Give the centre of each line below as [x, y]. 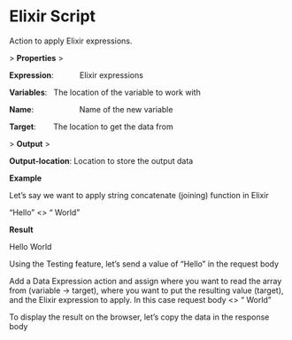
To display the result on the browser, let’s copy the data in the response [139, 317]
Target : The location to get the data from [92, 127]
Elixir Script [52, 16]
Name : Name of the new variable [91, 109]
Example [26, 178]
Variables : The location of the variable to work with [105, 92]
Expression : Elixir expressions [77, 75]
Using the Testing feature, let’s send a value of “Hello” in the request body [144, 264]
